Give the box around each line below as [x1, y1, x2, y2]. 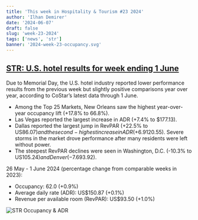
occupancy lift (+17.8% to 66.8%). [27, 109, 110, 117]
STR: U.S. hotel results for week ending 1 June [6, 63, 179, 74]
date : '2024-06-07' [6, 20, 54, 25]
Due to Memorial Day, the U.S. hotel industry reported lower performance [6, 79, 185, 86]
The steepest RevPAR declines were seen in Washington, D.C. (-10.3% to [14, 147, 192, 154]
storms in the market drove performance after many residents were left [14, 134, 188, 142]
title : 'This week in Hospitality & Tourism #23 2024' [6, 8, 144, 15]
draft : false [6, 25, 38, 31]
